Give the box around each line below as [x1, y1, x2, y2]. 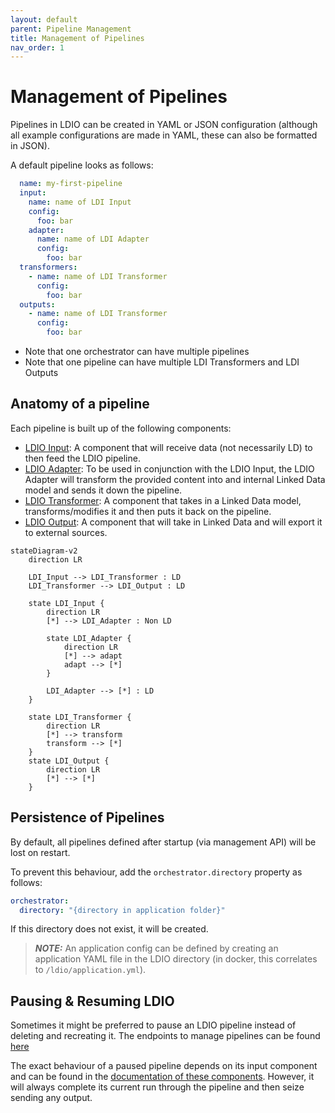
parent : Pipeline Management [10, 24, 132, 34]
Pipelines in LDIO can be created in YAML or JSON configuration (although [10, 119, 318, 131]
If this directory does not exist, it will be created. [10, 923, 209, 935]
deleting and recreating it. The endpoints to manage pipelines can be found [10, 1030, 321, 1042]
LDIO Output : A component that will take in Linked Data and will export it [24, 516, 323, 528]
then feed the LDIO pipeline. [24, 452, 141, 464]
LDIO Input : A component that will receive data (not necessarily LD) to [24, 441, 313, 453]
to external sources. [24, 526, 108, 538]
